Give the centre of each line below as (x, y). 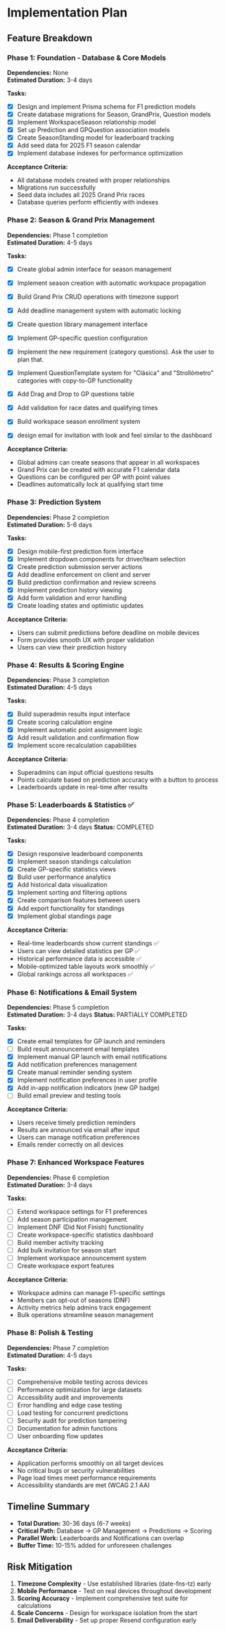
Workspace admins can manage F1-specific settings (91, 1293)
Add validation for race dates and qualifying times (87, 408)
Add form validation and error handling (72, 598)
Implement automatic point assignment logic (80, 729)
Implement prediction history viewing (69, 590)
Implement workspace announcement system (82, 1258)
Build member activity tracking (60, 1242)
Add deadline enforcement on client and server (84, 574)
